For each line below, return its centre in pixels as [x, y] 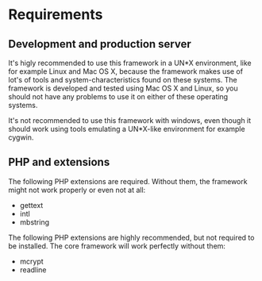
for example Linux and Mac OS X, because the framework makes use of [126, 71]
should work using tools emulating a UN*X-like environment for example [127, 129]
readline [33, 269]
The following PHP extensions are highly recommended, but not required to [131, 237]
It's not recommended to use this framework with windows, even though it [130, 120]
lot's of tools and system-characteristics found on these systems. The [123, 80]
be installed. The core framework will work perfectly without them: [117, 246]
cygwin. [21, 137]
